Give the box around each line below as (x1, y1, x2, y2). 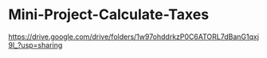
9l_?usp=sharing (8, 40, 63, 49)
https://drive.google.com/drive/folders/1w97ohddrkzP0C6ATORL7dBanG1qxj (8, 32, 259, 41)
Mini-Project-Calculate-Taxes (8, 6, 210, 24)
